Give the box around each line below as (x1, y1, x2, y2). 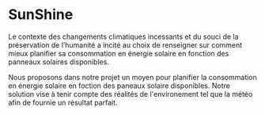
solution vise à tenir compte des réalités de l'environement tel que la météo (8, 89, 253, 98)
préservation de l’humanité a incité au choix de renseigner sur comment (8, 40, 243, 49)
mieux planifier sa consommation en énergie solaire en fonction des (8, 48, 229, 58)
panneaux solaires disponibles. (8, 57, 109, 67)
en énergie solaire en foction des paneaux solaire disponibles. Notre (8, 81, 231, 90)
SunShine (8, 6, 74, 24)
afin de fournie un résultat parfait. (8, 98, 118, 107)
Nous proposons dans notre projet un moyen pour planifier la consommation (8, 72, 257, 82)
